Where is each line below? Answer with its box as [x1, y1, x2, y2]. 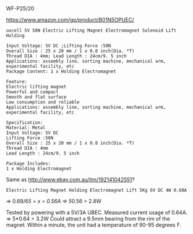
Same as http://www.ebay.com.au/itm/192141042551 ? [6, 176, 135, 183]
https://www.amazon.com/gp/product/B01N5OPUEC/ [6, 16, 135, 23]
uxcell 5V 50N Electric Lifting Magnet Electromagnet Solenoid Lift [6, 27, 177, 33]
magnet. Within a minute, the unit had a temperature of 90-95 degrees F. [6, 222, 181, 228]
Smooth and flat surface [6, 94, 67, 100]
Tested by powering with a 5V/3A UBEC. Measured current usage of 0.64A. [6, 209, 188, 216]
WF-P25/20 [6, 5, 35, 12]
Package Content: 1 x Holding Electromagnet [6, 68, 116, 74]
